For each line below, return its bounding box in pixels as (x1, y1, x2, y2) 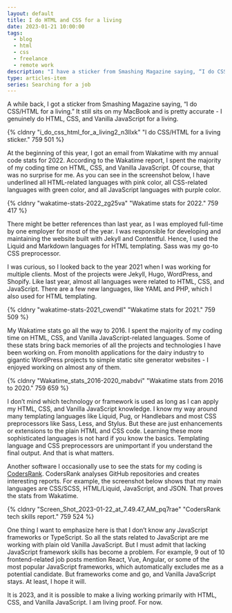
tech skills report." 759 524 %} (7, 513, 95, 521)
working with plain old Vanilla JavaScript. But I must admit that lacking (7, 541, 206, 549)
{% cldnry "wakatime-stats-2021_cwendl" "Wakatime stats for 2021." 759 (7, 305, 216, 314)
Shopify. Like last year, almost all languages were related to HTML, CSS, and (7, 278, 224, 286)
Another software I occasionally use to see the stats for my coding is (7, 462, 202, 471)
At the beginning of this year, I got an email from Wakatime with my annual (7, 149, 219, 157)
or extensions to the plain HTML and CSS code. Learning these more (7, 427, 203, 435)
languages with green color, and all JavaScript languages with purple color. (7, 186, 222, 194)
